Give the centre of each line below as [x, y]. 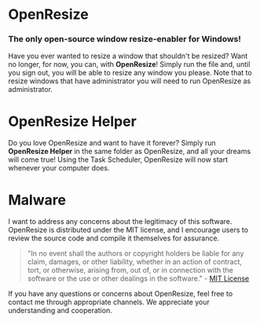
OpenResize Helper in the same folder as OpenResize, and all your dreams [130, 152]
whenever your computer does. [59, 168]
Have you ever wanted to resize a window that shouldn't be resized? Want [128, 56]
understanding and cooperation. [60, 310]
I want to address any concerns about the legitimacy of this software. [120, 222]
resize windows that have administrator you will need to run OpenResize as [130, 81]
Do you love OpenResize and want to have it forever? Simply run [112, 143]
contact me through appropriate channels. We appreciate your [109, 302]
